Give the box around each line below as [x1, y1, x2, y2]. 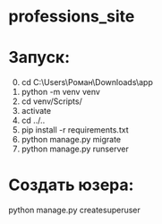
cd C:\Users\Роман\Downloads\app [21, 77, 153, 88]
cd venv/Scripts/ [21, 96, 82, 107]
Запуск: [8, 47, 71, 68]
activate [21, 106, 51, 116]
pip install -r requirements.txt [21, 125, 129, 135]
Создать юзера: [8, 175, 134, 195]
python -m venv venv [21, 87, 100, 98]
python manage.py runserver [21, 143, 129, 154]
